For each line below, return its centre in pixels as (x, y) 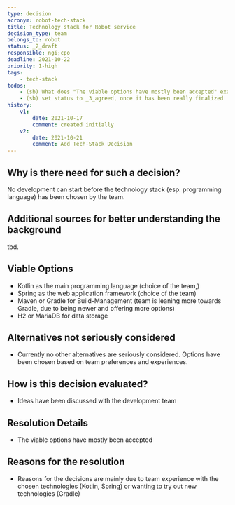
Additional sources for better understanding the (114, 219)
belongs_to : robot (34, 40)
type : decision (29, 14)
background (34, 230)
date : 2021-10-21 (57, 137)
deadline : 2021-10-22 (39, 60)
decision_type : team (37, 33)
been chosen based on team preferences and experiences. (102, 362)
